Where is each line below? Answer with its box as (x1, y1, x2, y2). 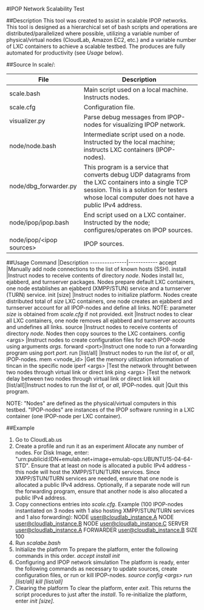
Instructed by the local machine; (83, 138, 175, 146)
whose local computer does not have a (83, 194, 194, 202)
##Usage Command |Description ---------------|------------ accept (6, 259, 177, 266)
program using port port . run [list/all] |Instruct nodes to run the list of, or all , (6, 349, 195, 356)
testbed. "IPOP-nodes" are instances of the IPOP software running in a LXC (6, 406, 195, 413)
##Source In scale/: (6, 61, 56, 68)
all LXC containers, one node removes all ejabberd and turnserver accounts (6, 317, 195, 324)
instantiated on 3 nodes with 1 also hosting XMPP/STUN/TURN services (15, 507, 195, 514)
